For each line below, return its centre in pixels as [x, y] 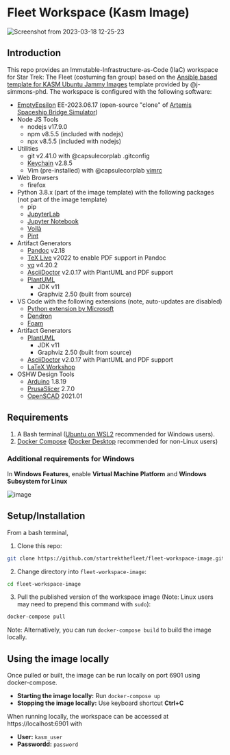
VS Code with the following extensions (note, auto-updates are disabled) [119, 301]
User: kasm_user [40, 737]
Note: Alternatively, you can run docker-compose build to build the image [109, 630]
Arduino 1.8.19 [47, 381]
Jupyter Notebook [53, 221]
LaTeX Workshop [51, 367]
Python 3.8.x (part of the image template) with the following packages [115, 192]
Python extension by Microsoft [71, 308]
